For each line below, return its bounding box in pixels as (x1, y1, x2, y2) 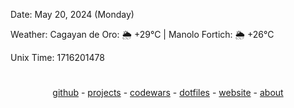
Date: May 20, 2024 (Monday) (10, 9, 135, 20)
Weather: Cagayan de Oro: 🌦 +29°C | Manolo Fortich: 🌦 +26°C (10, 29, 275, 40)
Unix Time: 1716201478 (10, 52, 105, 63)
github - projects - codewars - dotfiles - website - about (52, 87, 284, 99)
